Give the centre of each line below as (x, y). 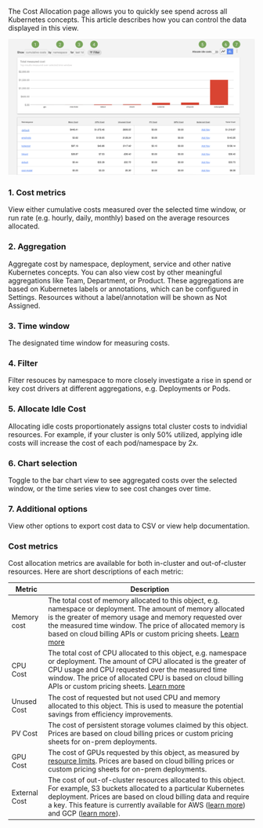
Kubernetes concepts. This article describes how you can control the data (127, 20)
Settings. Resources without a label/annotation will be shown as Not (117, 297)
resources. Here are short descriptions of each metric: (96, 571)
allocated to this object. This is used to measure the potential (146, 706)
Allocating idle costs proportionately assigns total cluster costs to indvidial (128, 426)
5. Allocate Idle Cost (47, 409)
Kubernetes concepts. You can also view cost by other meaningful (115, 272)
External (25, 793)
